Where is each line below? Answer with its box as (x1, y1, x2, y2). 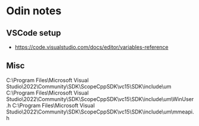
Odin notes (6, 4, 61, 18)
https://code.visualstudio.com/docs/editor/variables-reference (14, 43, 169, 51)
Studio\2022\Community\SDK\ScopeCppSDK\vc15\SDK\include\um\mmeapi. (6, 108, 194, 115)
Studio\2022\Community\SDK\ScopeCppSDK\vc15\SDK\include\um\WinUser (6, 95, 194, 102)
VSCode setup (6, 28, 61, 38)
